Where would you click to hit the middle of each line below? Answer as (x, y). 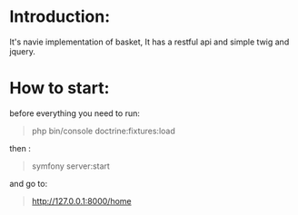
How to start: (60, 88)
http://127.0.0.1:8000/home (81, 200)
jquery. (23, 51)
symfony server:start (71, 166)
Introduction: (60, 17)
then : (20, 148)
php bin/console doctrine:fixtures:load (103, 131)
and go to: (29, 183)
